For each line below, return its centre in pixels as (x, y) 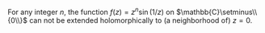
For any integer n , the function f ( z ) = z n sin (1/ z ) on (91, 11)
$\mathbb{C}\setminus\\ (217, 12)
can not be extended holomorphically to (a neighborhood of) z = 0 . (141, 20)
